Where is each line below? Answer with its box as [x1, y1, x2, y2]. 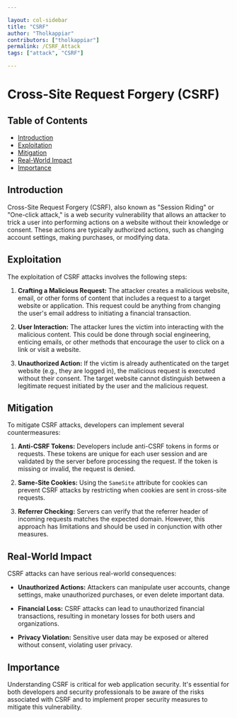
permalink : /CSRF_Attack [7, 43, 81, 50]
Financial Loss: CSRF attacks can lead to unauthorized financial [17, 604, 205, 613]
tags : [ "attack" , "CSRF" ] [7, 50, 83, 57]
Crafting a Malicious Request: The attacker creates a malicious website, [17, 286, 230, 294]
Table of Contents [7, 114, 88, 126]
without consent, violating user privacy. [17, 641, 133, 649]
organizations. [17, 619, 59, 628]
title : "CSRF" [7, 23, 50, 31]
